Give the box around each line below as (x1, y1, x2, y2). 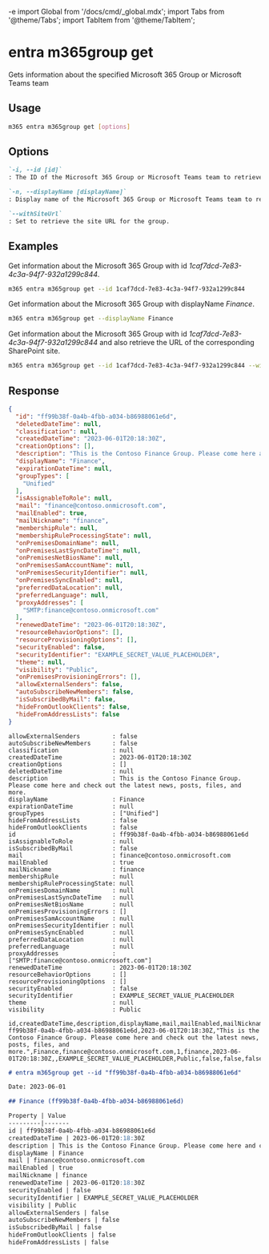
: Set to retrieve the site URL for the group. (8, 217, 171, 225)
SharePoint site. (8, 346, 61, 356)
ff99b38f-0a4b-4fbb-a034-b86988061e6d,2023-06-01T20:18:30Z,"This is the (8, 1027, 260, 1035)
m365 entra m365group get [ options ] (8, 123, 130, 131)
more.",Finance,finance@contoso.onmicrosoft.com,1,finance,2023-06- (8, 1047, 242, 1055)
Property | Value (8, 1112, 66, 1120)
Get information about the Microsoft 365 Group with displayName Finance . (8, 299, 255, 309)
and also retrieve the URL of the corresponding (99, 338, 255, 348)
